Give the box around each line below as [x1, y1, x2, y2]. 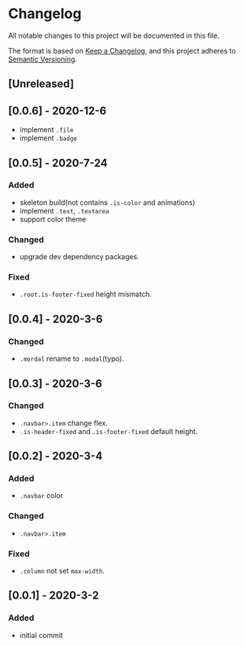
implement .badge [19, 133, 77, 143]
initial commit [19, 630, 63, 640]
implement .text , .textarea [19, 206, 110, 215]
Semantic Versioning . [8, 54, 77, 64]
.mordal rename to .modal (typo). [19, 354, 124, 363]
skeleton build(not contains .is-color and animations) [19, 198, 195, 207]
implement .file [19, 125, 74, 135]
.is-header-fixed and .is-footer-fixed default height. [19, 426, 198, 436]
